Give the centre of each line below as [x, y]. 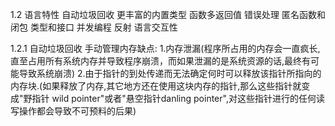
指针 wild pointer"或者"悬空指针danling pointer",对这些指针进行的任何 [174, 98]
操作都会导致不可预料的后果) [77, 111]
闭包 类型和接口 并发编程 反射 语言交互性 [94, 27]
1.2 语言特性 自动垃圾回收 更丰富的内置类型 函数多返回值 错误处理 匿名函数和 [168, 14]
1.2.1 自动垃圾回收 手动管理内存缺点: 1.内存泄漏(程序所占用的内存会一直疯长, [165, 48]
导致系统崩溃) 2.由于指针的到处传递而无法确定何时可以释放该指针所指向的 [170, 73]
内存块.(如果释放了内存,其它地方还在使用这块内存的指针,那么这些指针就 [156, 86]
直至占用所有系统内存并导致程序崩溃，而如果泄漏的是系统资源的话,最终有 [161, 61]
